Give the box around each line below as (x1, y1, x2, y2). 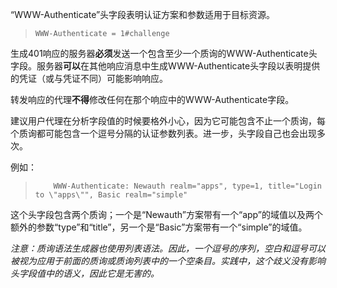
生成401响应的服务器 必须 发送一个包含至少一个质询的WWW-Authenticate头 (10, 48, 318, 59)
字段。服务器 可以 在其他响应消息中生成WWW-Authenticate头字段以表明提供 (10, 60, 321, 72)
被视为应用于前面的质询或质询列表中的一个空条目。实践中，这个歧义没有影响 (10, 255, 326, 267)
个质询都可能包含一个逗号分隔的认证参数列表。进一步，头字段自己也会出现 (10, 128, 317, 139)
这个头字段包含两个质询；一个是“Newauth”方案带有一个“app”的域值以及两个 (10, 209, 323, 220)
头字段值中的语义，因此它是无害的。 (10, 268, 160, 279)
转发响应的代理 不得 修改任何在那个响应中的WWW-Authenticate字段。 (10, 94, 295, 105)
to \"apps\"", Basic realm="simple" (34, 190, 188, 200)
